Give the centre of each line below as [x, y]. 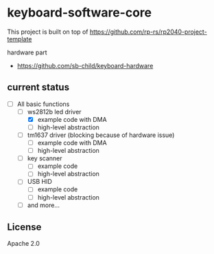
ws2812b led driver [54, 112]
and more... [44, 205]
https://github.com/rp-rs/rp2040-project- [148, 32]
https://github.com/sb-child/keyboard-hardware [85, 65]
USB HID [40, 182]
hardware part [27, 52]
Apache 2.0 [23, 244]
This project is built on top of [48, 32]
